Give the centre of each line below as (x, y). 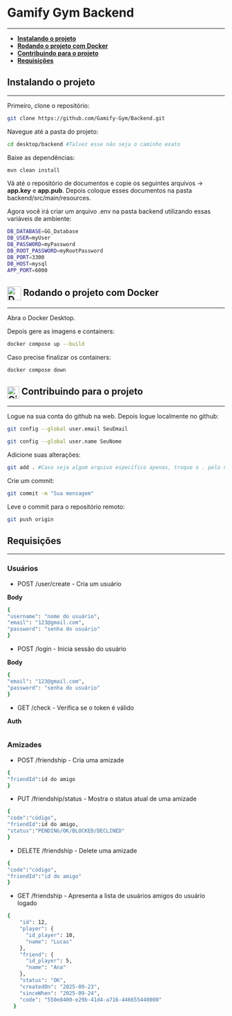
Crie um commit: (31, 480)
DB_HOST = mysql (28, 264)
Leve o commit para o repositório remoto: (66, 507)
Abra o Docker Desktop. (41, 318)
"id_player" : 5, (49, 961)
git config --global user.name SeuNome (65, 441)
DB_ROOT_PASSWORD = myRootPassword (55, 251)
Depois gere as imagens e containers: (61, 331)
